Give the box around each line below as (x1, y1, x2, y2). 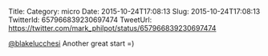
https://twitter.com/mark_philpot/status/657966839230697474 (8, 24, 217, 32)
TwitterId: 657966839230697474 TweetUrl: (8, 15, 152, 24)
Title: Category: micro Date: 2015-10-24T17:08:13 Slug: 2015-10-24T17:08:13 (8, 7, 261, 16)
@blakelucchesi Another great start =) (8, 39, 135, 48)
